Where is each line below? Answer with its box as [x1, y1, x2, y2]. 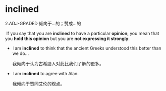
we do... [12, 50, 29, 56]
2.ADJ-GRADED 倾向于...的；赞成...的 [5, 20, 81, 26]
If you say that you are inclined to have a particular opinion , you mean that [6, 30, 160, 36]
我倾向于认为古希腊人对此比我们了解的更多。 [12, 60, 104, 66]
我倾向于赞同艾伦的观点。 [12, 81, 65, 87]
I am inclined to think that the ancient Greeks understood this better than [12, 45, 162, 51]
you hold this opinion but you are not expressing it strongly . [5, 36, 130, 42]
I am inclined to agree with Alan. [12, 70, 79, 76]
